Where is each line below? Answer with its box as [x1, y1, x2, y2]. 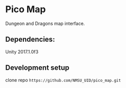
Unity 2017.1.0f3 [5, 48, 38, 54]
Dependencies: [5, 35, 55, 44]
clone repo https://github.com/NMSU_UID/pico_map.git [5, 77, 121, 83]
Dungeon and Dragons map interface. [5, 20, 85, 26]
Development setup [5, 64, 70, 72]
